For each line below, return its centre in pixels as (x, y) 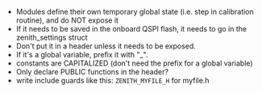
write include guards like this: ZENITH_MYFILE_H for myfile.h (112, 80)
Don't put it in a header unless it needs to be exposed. (106, 46)
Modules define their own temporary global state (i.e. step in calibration (135, 12)
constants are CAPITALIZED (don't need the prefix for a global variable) (134, 63)
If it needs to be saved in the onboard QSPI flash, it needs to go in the (131, 29)
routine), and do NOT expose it (67, 20)
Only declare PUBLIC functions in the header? (92, 72)
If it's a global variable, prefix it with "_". (82, 55)
